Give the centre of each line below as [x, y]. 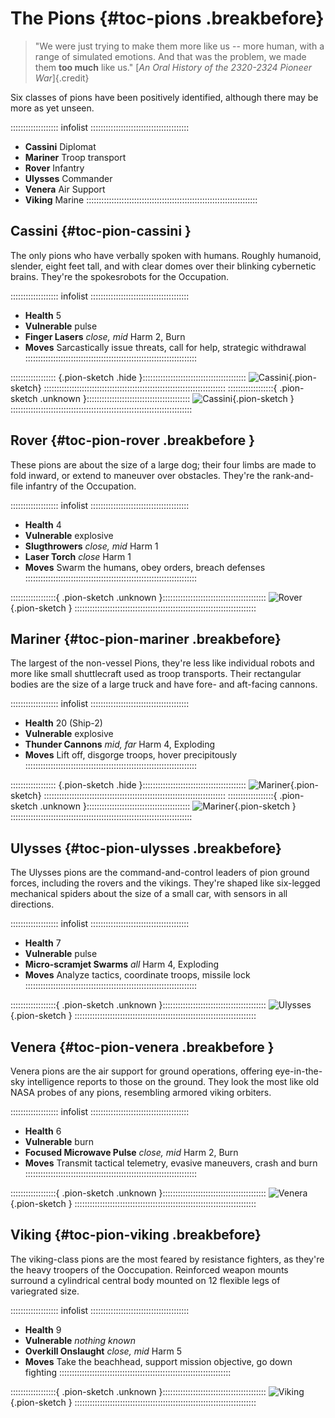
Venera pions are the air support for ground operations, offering [141, 1071]
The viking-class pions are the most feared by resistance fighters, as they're [167, 1259]
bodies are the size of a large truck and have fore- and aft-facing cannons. [164, 684]
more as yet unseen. [52, 108]
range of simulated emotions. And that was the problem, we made [170, 56]
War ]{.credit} [62, 78]
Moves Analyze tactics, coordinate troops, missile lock [137, 975]
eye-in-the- [298, 1071]
